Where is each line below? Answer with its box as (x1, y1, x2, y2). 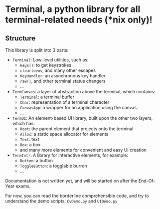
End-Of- (138, 178, 156, 184)
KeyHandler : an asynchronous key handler (19, 73, 106, 78)
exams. (15, 183, 31, 189)
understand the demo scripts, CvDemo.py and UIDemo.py (5, 198, 118, 204)
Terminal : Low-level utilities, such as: (12, 57, 89, 63)
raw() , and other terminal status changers (19, 78, 106, 84)
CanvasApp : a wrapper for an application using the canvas (19, 105, 137, 110)
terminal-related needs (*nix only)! (5, 14, 153, 25)
